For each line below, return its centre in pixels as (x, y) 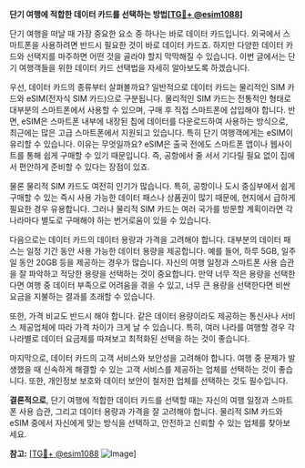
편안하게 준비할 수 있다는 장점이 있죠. (84, 167)
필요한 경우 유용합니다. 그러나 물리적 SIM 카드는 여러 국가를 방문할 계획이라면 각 (151, 209)
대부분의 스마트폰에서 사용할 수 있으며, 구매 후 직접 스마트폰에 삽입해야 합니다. (148, 110)
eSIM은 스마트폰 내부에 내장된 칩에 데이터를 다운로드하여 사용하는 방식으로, (155, 121)
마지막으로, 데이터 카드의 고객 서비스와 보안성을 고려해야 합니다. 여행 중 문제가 (148, 358)
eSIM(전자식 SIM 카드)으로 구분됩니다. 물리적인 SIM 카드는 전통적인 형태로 (158, 98)
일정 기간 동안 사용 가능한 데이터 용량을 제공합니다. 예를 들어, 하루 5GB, (152, 251)
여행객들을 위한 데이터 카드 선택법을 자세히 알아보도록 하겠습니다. (134, 68)
